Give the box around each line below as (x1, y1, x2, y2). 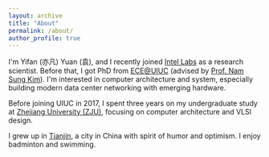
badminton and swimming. (8, 139, 96, 149)
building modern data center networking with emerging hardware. (8, 83, 226, 93)
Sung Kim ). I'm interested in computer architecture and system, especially (8, 74, 254, 84)
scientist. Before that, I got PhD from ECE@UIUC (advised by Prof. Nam (8, 66, 245, 76)
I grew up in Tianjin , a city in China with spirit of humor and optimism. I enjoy (8, 131, 261, 141)
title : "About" (8, 19, 59, 27)
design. (8, 115, 34, 125)
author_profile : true (8, 34, 81, 42)
